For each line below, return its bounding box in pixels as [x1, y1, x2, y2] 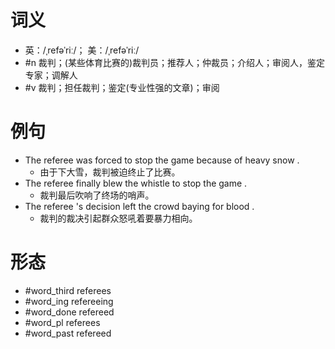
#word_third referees [24, 284, 112, 296]
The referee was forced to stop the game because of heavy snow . [24, 154, 300, 166]
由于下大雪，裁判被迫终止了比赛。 [39, 166, 181, 178]
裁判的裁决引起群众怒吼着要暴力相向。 [39, 212, 198, 224]
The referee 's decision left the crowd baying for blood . [24, 200, 255, 212]
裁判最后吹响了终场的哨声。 [39, 189, 155, 201]
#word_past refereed [24, 327, 112, 339]
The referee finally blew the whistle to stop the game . [24, 177, 248, 189]
